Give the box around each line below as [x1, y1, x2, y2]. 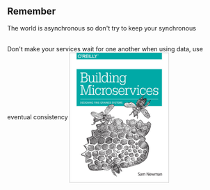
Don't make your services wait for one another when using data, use [7, 44, 204, 53]
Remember [7, 6, 56, 17]
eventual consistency [7, 112, 68, 121]
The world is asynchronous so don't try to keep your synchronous [7, 24, 197, 32]
